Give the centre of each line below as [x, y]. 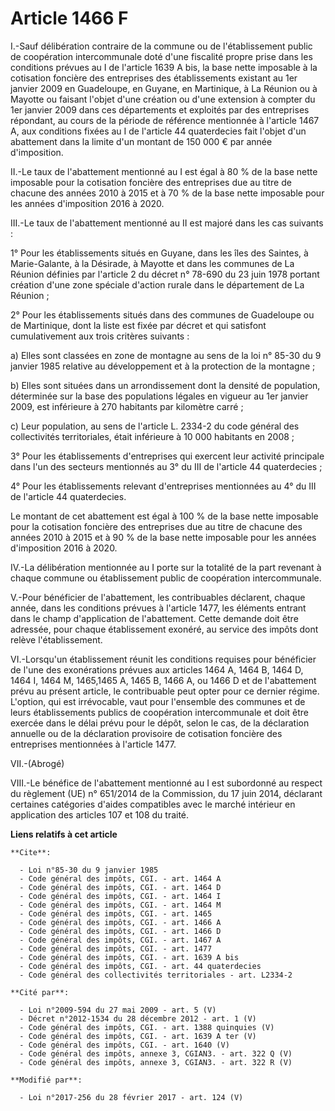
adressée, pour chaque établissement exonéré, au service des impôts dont [164, 629]
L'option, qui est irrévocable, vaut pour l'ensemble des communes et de [158, 701]
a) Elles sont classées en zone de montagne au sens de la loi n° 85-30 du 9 [166, 355]
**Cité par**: [40, 992]
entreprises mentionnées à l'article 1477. [93, 744]
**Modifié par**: [46, 1080]
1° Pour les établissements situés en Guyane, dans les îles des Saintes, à [159, 253]
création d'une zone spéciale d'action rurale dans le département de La [157, 284]
